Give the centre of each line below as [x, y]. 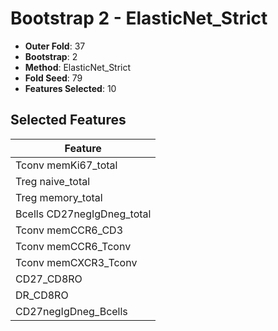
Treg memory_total [59, 197]
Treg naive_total [53, 181]
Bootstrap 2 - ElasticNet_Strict [139, 18]
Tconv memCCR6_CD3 [69, 230]
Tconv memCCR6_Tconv [73, 246]
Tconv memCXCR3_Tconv [76, 262]
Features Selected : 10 [70, 88]
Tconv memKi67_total [66, 165]
